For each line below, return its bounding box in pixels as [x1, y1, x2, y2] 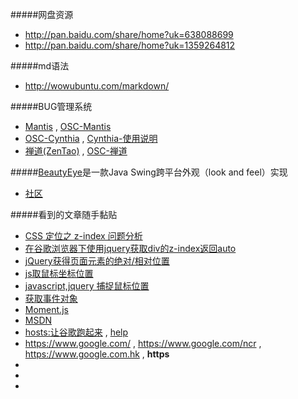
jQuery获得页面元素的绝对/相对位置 [24, 255, 170, 267]
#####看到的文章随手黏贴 [10, 209, 118, 220]
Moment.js [24, 304, 69, 315]
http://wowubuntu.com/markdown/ [24, 80, 170, 92]
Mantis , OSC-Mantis [24, 121, 112, 132]
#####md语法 [10, 60, 70, 72]
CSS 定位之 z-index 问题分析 [24, 230, 143, 242]
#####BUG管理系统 [10, 101, 93, 112]
